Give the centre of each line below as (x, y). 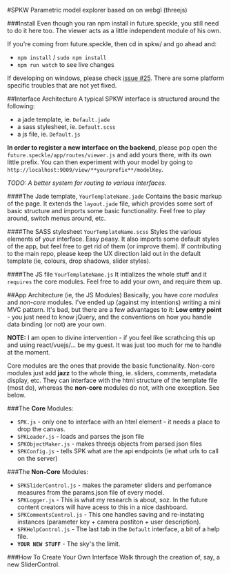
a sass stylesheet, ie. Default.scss (66, 127)
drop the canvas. (41, 429)
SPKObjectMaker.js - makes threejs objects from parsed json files (109, 444)
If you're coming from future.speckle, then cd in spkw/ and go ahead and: (112, 44)
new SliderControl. (33, 564)
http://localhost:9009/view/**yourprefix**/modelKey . (85, 169)
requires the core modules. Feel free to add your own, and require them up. (115, 281)
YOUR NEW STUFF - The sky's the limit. (69, 544)
